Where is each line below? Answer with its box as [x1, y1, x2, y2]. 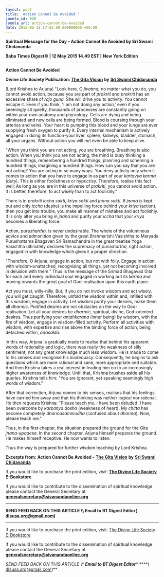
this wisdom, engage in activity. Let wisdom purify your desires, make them [5, 299, 157, 305]
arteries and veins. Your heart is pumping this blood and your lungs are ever [5, 122, 158, 128]
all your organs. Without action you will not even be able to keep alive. [5, 138, 146, 144]
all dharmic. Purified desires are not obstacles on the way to [5, 304, 126, 309]
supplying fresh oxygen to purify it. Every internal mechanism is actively [5, 127, 150, 133]
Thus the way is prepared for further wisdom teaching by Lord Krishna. [5, 445, 148, 451]
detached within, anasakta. [5, 329, 60, 336]
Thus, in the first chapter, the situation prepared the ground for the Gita [5, 425, 148, 431]
